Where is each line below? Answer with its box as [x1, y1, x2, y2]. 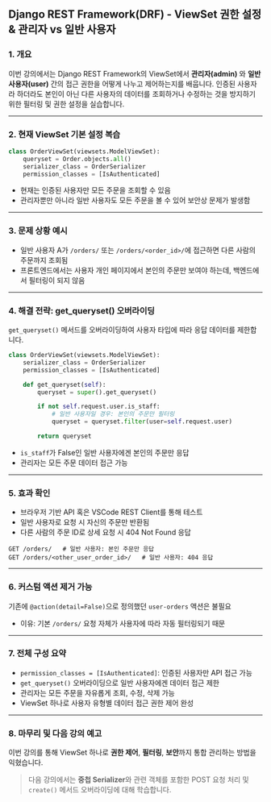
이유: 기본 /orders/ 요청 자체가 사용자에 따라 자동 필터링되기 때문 [19, 618, 226, 628]
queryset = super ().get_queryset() [37, 388, 157, 397]
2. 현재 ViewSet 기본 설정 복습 [8, 128, 121, 139]
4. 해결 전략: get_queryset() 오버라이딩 [8, 305, 155, 316]
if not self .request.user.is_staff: [37, 402, 161, 411]
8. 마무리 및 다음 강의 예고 [8, 728, 102, 739]
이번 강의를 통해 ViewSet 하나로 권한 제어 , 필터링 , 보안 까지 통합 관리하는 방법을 [8, 748, 256, 758]
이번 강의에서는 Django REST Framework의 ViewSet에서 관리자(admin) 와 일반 [8, 69, 261, 78]
